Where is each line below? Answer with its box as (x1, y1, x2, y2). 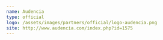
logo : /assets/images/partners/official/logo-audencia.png (6, 19, 158, 25)
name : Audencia (6, 8, 45, 15)
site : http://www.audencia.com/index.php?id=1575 (6, 25, 134, 31)
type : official (6, 14, 45, 20)
